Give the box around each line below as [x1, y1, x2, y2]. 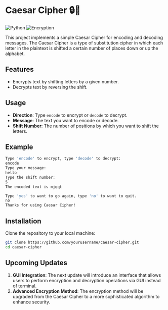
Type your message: [5, 166, 47, 171]
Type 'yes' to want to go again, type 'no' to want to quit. [5, 193, 137, 198]
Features [5, 65, 34, 74]
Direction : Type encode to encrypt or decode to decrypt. [12, 112, 128, 118]
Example [5, 142, 33, 151]
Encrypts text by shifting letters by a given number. [12, 78, 119, 84]
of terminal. [12, 283, 37, 289]
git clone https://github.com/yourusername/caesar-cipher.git [5, 240, 139, 245]
